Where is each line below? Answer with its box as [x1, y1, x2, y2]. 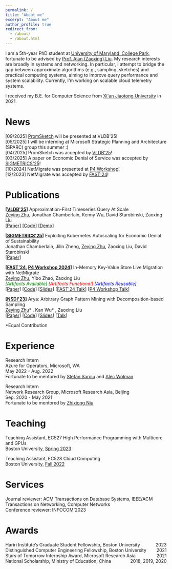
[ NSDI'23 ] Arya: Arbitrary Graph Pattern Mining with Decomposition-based [5, 296, 164, 302]
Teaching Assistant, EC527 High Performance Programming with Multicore [5, 434, 163, 441]
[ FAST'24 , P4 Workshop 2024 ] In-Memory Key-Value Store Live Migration [5, 264, 163, 270]
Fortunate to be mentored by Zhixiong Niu [5, 399, 94, 405]
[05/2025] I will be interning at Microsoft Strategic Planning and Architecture [5, 138, 167, 145]
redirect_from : [5, 27, 38, 32]
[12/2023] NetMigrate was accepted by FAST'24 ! [5, 171, 109, 177]
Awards [5, 524, 39, 536]
